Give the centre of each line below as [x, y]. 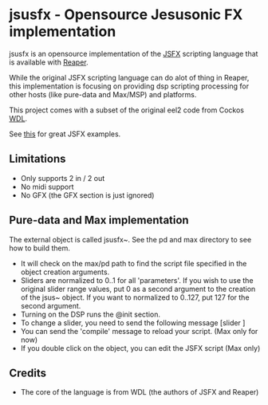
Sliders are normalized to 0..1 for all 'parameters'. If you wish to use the [137, 280]
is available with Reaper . [49, 62]
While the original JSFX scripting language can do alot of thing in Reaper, [129, 77]
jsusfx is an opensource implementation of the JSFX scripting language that [134, 53]
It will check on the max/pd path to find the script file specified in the [134, 263]
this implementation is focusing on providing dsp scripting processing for [129, 86]
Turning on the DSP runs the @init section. [90, 314]
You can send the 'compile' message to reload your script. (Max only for [139, 331]
